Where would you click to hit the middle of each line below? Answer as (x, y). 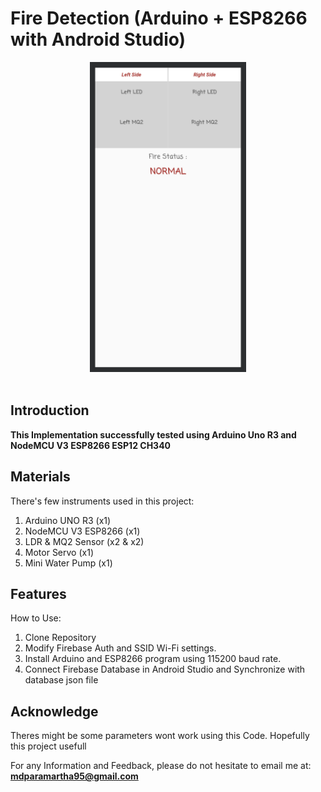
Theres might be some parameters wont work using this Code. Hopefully (160, 736)
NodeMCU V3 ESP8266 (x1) (82, 531)
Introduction (50, 410)
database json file (61, 680)
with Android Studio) (98, 39)
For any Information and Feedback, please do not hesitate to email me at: (161, 766)
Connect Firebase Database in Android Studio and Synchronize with (165, 669)
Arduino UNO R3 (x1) (68, 520)
